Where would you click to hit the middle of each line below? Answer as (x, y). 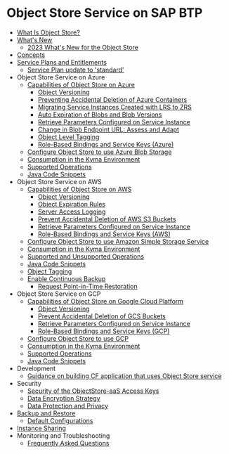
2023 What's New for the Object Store (83, 47)
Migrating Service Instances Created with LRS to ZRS (115, 107)
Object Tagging (50, 271)
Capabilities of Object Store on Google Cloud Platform (105, 301)
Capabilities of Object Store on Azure (81, 84)
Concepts (31, 55)
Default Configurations (60, 420)
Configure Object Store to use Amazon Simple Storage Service (118, 241)
